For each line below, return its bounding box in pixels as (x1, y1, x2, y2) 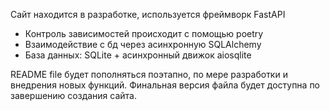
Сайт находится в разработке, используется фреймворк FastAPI (10, 9, 286, 20)
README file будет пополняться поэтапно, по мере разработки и (10, 69, 288, 80)
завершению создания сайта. (10, 90, 138, 101)
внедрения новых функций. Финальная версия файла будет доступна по (10, 79, 321, 91)
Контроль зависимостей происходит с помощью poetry (24, 28, 264, 39)
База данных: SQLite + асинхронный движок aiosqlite (24, 49, 252, 61)
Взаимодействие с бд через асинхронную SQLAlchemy (24, 39, 262, 50)
